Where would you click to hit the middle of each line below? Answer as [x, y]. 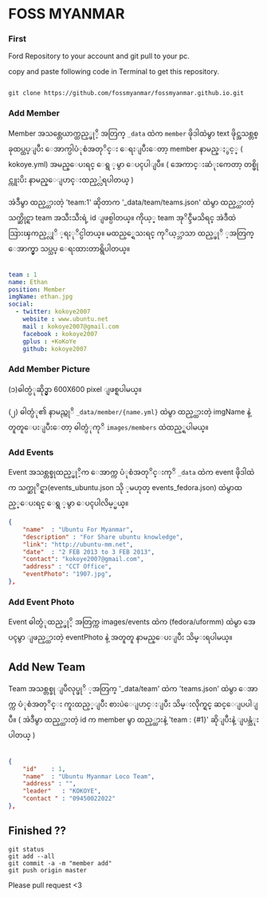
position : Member [37, 289]
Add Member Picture [49, 370]
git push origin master [48, 870]
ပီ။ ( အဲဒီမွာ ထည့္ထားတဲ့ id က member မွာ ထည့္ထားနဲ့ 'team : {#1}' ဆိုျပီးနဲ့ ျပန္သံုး [133, 719]
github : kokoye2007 [55, 349]
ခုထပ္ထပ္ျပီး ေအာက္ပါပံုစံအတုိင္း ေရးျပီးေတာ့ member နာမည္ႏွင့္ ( [126, 148]
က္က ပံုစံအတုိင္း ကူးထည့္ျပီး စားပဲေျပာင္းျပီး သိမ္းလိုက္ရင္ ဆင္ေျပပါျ [133, 704]
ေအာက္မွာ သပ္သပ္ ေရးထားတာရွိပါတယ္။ [69, 248]
